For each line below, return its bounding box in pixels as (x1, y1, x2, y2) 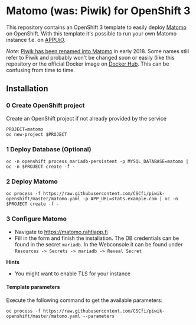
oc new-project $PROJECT (6, 131, 67, 137)
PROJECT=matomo (6, 126, 44, 132)
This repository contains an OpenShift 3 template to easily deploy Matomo (6, 24, 187, 31)
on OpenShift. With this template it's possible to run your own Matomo (6, 30, 177, 37)
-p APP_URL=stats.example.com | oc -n (82, 196, 178, 202)
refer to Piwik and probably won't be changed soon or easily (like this (6, 54, 175, 61)
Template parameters (6, 284, 60, 291)
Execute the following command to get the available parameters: (6, 297, 163, 304)
